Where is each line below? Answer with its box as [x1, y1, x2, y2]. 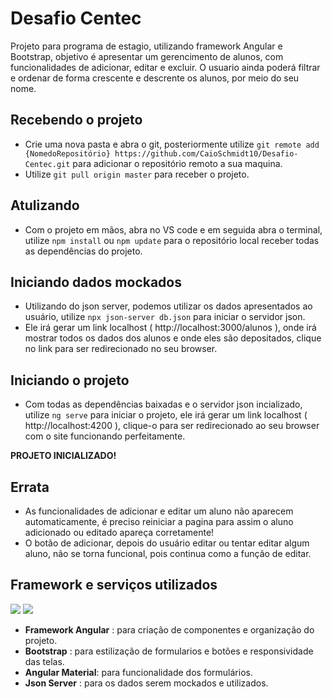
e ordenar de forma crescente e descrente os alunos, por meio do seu [10, 72, 300, 84]
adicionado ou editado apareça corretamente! [24, 527, 215, 538]
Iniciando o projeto [10, 372, 130, 389]
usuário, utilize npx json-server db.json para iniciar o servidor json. [24, 311, 306, 323]
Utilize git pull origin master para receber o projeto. [24, 168, 250, 180]
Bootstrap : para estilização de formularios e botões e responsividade [24, 645, 314, 657]
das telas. [24, 655, 65, 667]
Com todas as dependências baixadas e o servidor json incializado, [24, 398, 303, 411]
